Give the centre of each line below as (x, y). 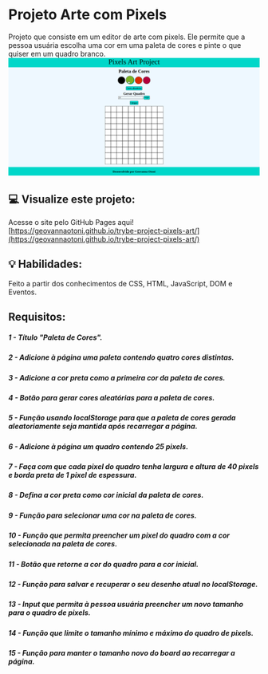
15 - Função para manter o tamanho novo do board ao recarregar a (122, 653)
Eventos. (23, 292)
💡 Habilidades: (45, 264)
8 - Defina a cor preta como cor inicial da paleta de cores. (106, 495)
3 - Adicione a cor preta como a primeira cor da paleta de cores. (117, 377)
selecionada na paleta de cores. (63, 544)
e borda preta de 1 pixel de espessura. (73, 475)
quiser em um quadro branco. (57, 53)
